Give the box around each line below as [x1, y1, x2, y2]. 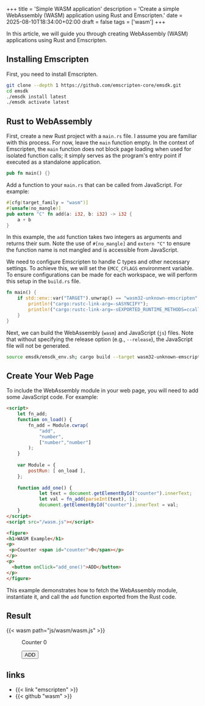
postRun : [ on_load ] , [28, 468, 86, 474]
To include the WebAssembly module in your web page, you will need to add [6, 387, 199, 394]
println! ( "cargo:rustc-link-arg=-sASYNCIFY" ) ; [28, 301, 149, 307]
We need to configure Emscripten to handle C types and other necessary [6, 258, 190, 265]
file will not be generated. [6, 342, 71, 349]
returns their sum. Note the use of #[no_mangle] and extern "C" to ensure [6, 240, 191, 247]
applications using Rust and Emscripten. [6, 37, 107, 43]
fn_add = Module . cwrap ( [28, 422, 88, 428]
